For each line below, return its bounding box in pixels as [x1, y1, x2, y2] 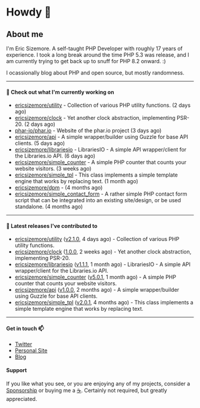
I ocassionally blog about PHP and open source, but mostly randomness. [6, 69, 185, 76]
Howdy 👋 [6, 5, 52, 19]
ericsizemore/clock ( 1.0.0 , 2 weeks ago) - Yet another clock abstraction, [14, 248, 192, 255]
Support [6, 367, 27, 374]
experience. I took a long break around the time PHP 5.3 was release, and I [6, 51, 189, 58]
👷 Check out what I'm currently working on [6, 88, 114, 95]
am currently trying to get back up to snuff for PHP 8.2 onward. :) [6, 58, 166, 64]
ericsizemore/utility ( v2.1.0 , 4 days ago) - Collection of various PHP [14, 236, 180, 243]
